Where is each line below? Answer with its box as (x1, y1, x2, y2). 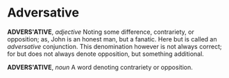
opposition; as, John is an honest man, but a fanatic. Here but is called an (7, 35, 217, 43)
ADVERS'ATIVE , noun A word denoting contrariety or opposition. (7, 63, 193, 71)
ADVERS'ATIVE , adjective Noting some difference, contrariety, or (7, 28, 194, 36)
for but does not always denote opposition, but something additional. (7, 50, 205, 58)
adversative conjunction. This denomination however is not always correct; (7, 42, 222, 50)
